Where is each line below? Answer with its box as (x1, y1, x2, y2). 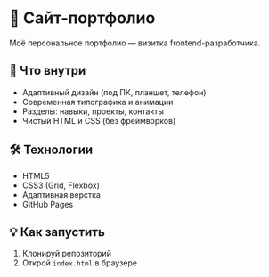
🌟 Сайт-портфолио (9, 8, 156, 29)
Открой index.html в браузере (21, 257, 138, 268)
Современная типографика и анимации (21, 96, 174, 107)
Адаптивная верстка (21, 189, 101, 200)
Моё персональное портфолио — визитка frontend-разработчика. (9, 37, 261, 48)
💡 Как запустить (9, 224, 105, 240)
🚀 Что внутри (9, 63, 86, 78)
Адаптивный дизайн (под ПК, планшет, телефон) (21, 86, 207, 97)
